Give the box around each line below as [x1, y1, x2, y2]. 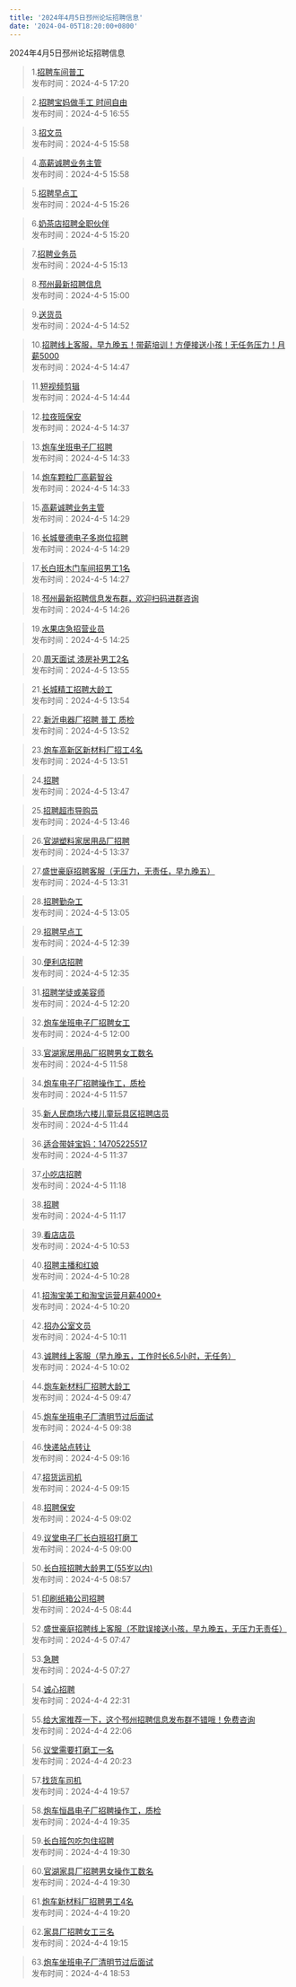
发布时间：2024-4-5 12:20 [30, 998, 130, 1008]
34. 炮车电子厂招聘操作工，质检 [30, 1077, 146, 1088]
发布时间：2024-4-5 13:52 [30, 725, 130, 736]
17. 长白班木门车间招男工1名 [30, 562, 131, 573]
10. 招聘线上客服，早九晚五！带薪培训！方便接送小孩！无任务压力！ [30, 338, 278, 350]
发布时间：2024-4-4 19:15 [30, 1937, 128, 1948]
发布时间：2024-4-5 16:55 [30, 108, 130, 119]
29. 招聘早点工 [30, 926, 83, 936]
